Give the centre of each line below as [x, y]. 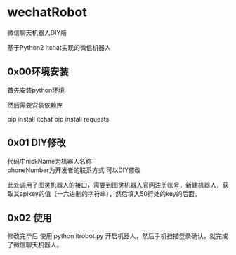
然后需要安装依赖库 [35, 105]
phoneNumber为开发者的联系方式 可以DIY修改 [74, 170]
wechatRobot [47, 12]
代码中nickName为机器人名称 [50, 161]
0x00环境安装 [38, 72]
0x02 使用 [29, 217]
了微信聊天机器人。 [35, 245]
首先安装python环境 [36, 90]
